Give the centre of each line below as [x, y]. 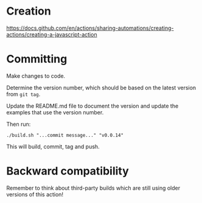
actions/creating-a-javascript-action [52, 34]
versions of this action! [35, 194]
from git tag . [23, 94]
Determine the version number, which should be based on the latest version [101, 88]
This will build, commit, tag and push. [53, 146]
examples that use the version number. [55, 112]
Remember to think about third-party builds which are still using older [93, 188]
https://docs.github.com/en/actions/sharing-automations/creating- [90, 28]
